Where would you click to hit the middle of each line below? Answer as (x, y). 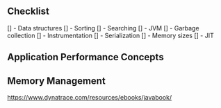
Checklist (28, 11)
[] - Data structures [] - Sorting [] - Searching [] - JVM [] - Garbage (103, 28)
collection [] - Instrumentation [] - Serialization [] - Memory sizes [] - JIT (110, 35)
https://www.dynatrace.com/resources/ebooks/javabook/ (90, 98)
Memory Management (56, 81)
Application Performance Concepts (86, 57)
